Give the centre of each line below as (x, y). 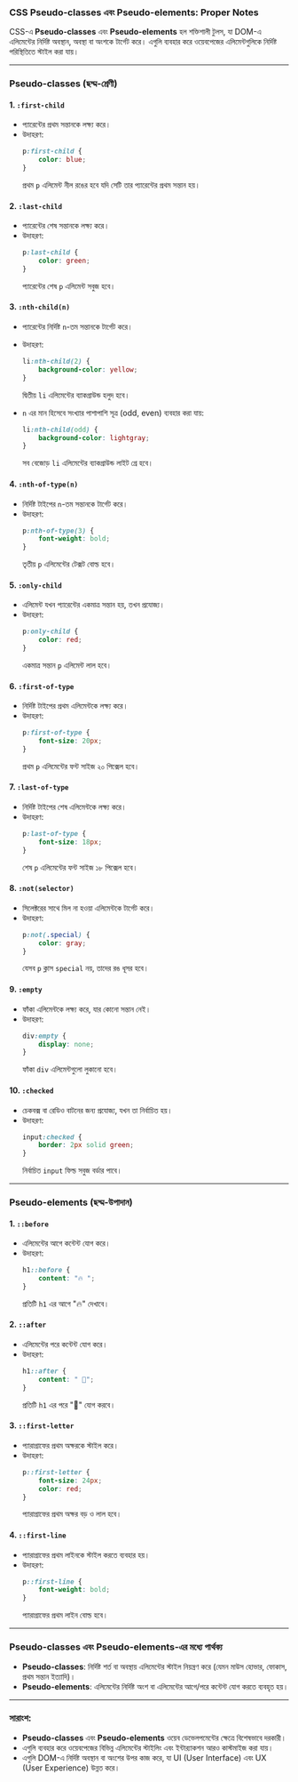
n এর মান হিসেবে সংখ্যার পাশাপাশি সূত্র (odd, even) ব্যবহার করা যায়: (113, 413)
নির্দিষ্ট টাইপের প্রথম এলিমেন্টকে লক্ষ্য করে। (75, 706)
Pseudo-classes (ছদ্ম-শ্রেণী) (63, 84)
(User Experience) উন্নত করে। (71, 1768)
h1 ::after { (44, 1371)
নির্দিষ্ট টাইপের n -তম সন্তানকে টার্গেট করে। (75, 503)
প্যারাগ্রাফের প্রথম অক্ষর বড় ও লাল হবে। (72, 1514)
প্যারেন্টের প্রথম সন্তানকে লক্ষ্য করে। (66, 124)
